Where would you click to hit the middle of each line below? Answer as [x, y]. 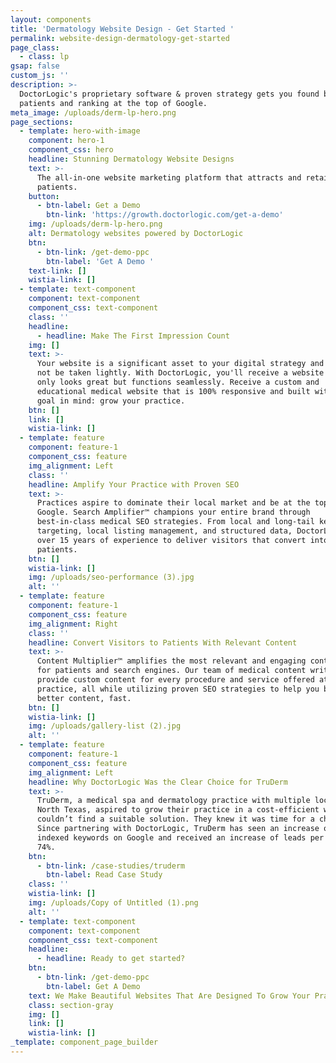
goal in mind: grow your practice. [111, 401]
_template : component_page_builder [84, 1042]
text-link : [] [57, 271]
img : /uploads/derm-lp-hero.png [95, 224]
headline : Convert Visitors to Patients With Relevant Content [163, 642]
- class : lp [44, 57]
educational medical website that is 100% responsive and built [173, 391]
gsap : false [35, 66]
